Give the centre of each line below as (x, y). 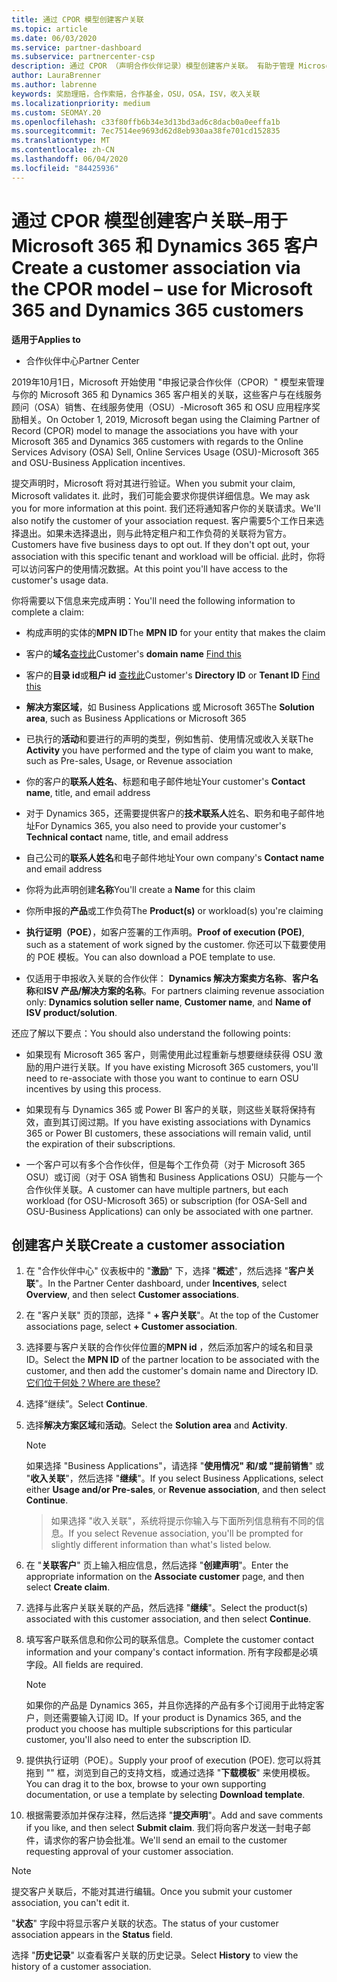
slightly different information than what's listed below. (161, 1545)
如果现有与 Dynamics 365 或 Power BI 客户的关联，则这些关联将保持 (166, 1109)
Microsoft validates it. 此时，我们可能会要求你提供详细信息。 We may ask (161, 495)
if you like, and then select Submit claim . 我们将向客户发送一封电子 (164, 1828)
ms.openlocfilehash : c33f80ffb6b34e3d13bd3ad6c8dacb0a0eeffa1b (146, 122)
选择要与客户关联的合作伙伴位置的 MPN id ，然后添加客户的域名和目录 (169, 1347)
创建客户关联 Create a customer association (148, 1244)
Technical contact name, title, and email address (127, 837)
